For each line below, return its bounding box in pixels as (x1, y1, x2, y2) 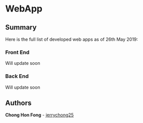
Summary (5, 23, 37, 32)
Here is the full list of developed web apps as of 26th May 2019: (5, 36, 138, 42)
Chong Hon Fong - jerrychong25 (5, 112, 74, 118)
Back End (5, 73, 29, 80)
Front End (5, 49, 30, 56)
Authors (5, 98, 32, 107)
